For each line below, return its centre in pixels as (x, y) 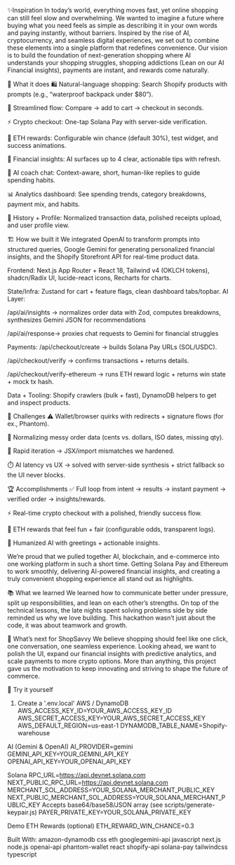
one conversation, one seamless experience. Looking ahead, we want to (112, 646)
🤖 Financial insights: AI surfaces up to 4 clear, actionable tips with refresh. (114, 159)
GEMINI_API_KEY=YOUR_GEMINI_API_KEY (68, 754)
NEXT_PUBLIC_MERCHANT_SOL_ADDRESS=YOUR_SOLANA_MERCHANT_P (116, 797)
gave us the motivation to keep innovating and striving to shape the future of (118, 668)
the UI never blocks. (36, 475)
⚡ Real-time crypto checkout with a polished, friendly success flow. (105, 513)
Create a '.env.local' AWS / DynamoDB (73, 703)
